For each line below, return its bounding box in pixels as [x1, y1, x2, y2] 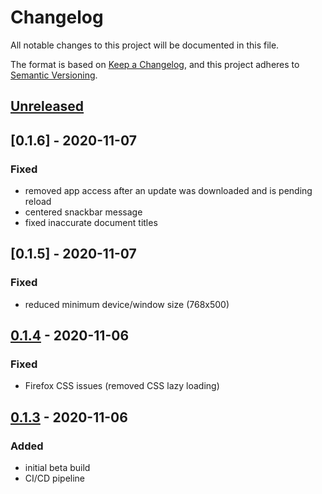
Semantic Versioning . [10, 69, 98, 81]
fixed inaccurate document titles [24, 217, 158, 229]
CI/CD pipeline [24, 472, 86, 485]
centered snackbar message [24, 206, 143, 218]
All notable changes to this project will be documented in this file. [10, 39, 280, 51]
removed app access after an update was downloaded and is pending [24, 185, 313, 197]
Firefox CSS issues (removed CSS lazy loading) [24, 380, 220, 392]
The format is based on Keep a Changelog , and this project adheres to [10, 58, 300, 70]
